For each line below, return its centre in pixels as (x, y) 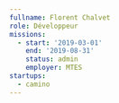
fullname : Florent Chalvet (60, 17)
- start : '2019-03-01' (60, 43)
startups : (28, 76)
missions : (28, 34)
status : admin (52, 59)
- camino (34, 84)
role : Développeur (44, 26)
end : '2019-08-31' (60, 51)
